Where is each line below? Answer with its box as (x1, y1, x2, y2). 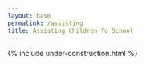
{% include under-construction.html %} (7, 49, 138, 59)
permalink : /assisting (7, 19, 83, 27)
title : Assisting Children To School (7, 26, 134, 35)
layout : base (7, 11, 51, 20)
